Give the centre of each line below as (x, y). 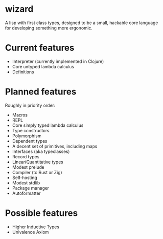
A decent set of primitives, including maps (55, 146)
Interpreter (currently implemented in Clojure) (58, 61)
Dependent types (30, 141)
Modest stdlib (26, 182)
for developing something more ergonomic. (49, 28)
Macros (20, 115)
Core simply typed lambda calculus (48, 125)
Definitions (23, 72)
